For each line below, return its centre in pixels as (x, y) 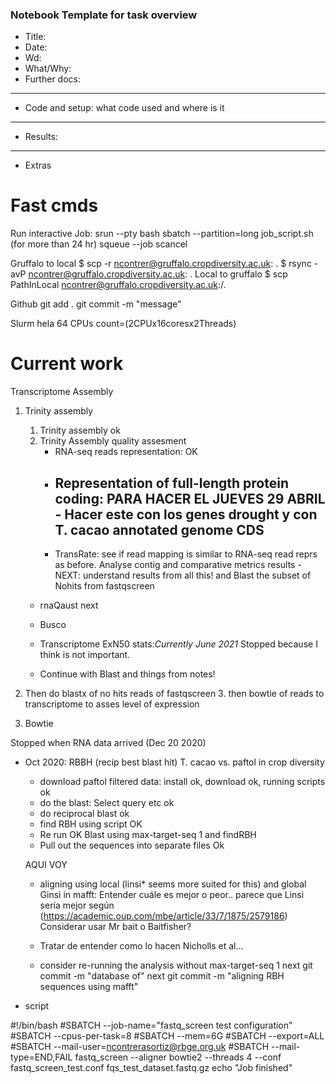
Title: (35, 37)
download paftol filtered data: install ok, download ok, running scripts (182, 781)
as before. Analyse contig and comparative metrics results (175, 564)
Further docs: (52, 79)
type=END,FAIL (41, 1057)
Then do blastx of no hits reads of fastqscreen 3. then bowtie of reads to (174, 693)
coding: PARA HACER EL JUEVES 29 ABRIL (190, 498)
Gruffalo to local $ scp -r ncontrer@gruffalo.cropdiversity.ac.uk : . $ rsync (161, 264)
